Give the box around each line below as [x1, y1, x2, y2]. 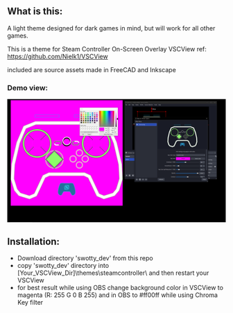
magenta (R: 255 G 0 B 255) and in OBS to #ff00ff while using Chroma [17, 291, 218, 299]
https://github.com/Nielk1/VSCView [7, 52, 109, 60]
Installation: [7, 236, 60, 247]
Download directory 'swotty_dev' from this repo [17, 254, 154, 262]
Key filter [17, 298, 44, 307]
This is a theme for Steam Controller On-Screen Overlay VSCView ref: [7, 44, 207, 53]
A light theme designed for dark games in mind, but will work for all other [7, 24, 216, 32]
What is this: [7, 6, 63, 17]
